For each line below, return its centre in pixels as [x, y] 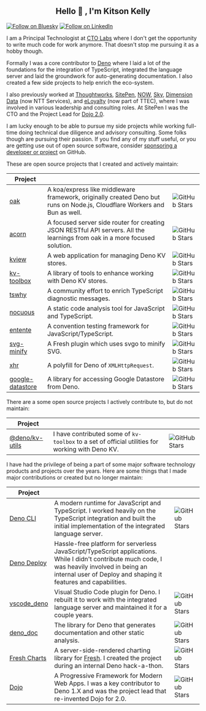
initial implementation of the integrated [110, 526]
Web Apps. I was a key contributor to [107, 683]
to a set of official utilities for [117, 441]
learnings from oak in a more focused [101, 238]
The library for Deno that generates [105, 625]
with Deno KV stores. [77, 281]
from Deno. [63, 386]
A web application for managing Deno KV [106, 255]
